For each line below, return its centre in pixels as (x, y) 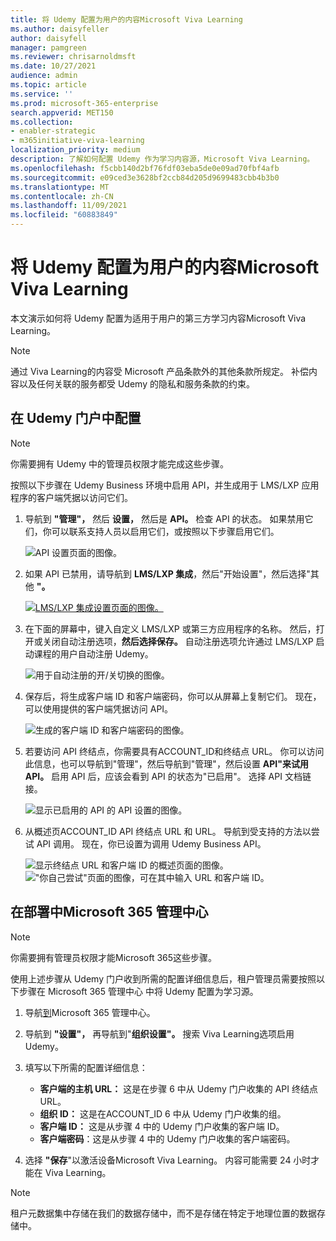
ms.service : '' (42, 94)
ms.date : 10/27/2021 (53, 66)
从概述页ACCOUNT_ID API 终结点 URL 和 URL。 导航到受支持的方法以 (168, 831)
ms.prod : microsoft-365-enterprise (84, 103)
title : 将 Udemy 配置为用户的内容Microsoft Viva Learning (126, 19)
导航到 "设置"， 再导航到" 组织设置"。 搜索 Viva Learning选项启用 (159, 1033)
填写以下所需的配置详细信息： (86, 1067)
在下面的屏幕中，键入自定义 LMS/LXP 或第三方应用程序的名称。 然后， (170, 628)
